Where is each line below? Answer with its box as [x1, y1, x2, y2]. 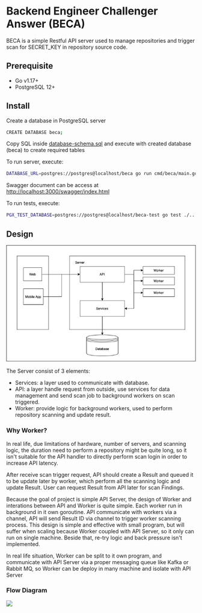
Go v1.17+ [14, 77, 39, 84]
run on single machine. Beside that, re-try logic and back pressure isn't [6, 534, 182, 541]
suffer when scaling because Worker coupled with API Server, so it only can [6, 527, 194, 535]
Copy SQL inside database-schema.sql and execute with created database [6, 140, 191, 147]
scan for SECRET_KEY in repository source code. [6, 43, 128, 51]
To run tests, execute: [6, 200, 60, 207]
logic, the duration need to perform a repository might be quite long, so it [6, 446, 187, 454]
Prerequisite [6, 61, 54, 71]
